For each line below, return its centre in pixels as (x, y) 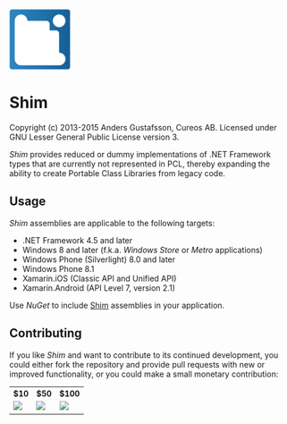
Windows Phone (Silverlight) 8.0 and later (99, 259)
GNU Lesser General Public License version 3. (94, 137)
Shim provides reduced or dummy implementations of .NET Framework (140, 154)
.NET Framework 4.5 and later (77, 240)
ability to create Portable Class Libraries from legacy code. (118, 173)
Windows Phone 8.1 (58, 268)
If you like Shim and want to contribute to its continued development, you (144, 355)
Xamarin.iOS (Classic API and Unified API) (99, 278)
